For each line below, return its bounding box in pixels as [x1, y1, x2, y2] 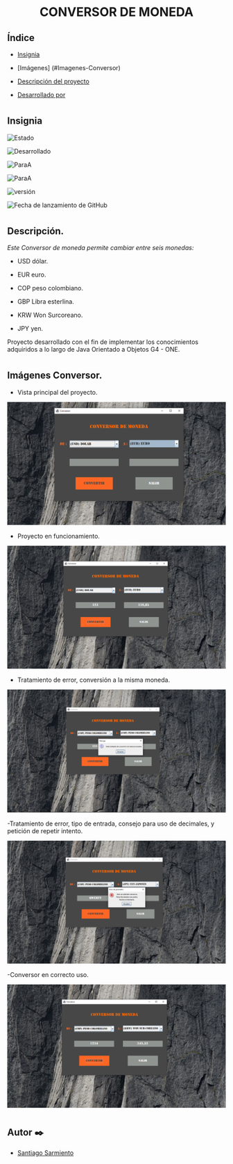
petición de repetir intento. [7, 826, 83, 835]
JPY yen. [17, 325, 44, 333]
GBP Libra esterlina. [17, 297, 74, 306]
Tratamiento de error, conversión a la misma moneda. [17, 675, 171, 684]
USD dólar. [17, 257, 49, 265]
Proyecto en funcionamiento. [17, 532, 101, 540]
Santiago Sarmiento [17, 1148, 74, 1157]
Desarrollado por [17, 91, 66, 99]
